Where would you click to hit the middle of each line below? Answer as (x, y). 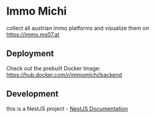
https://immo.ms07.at (33, 34)
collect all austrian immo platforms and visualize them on (78, 28)
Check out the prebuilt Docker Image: (53, 68)
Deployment (30, 54)
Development (33, 94)
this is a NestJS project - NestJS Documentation (67, 108)
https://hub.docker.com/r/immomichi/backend (64, 75)
